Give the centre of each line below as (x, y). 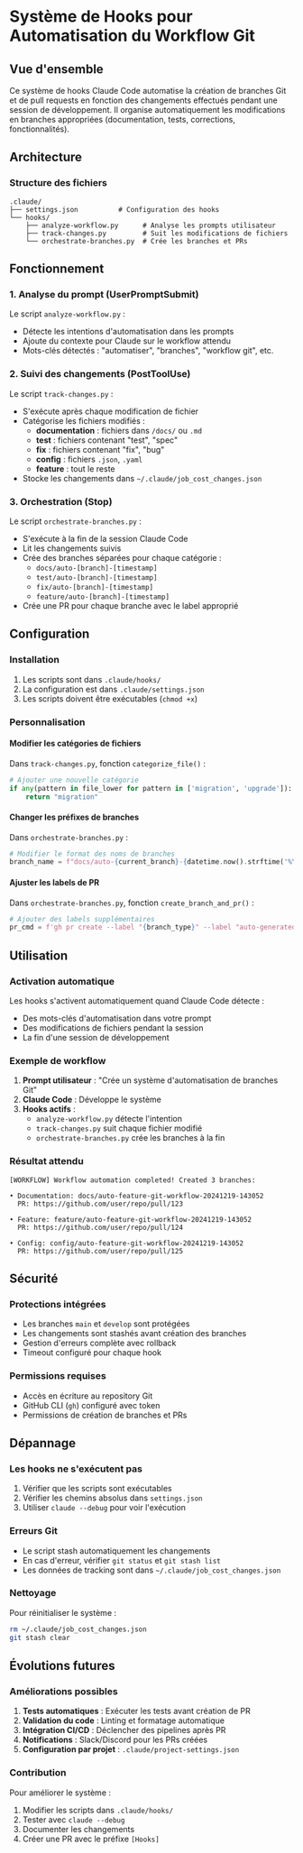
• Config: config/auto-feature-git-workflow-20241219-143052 (127, 1243)
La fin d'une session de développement (96, 1037)
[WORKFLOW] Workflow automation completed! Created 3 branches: (133, 1180)
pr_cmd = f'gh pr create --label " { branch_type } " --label (120, 927)
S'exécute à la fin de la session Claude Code (105, 538)
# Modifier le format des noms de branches (92, 854)
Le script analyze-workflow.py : (68, 314)
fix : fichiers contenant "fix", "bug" (100, 449)
